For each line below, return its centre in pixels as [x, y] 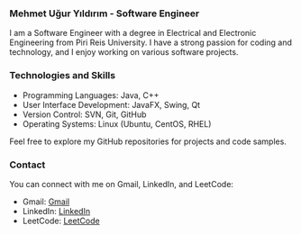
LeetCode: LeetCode [61, 220]
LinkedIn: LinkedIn [56, 211]
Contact [27, 165]
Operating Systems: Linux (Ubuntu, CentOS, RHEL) [117, 123]
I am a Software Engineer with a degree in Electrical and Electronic [133, 33]
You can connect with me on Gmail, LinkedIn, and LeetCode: [122, 184]
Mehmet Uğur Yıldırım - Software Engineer [105, 13]
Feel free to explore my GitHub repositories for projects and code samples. [148, 141]
